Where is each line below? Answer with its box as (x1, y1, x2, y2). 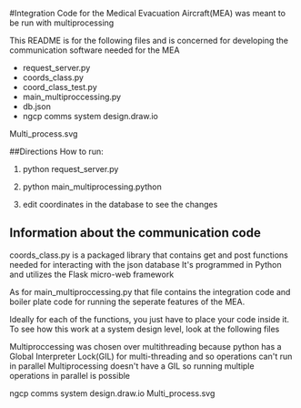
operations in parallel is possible (9, 370, 130, 381)
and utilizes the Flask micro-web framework (9, 269, 175, 280)
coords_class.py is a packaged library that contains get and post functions (9, 250, 288, 260)
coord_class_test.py (22, 82, 97, 92)
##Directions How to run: (9, 146, 104, 157)
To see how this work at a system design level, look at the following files (9, 323, 280, 334)
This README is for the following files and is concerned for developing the (9, 36, 289, 46)
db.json (22, 101, 52, 112)
